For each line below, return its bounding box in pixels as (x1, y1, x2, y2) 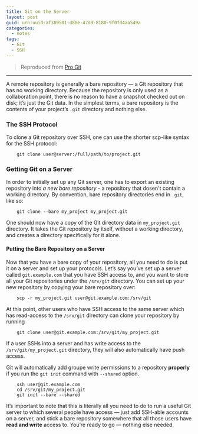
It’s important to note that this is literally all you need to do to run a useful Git (6, 402, 192, 409)
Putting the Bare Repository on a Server (6, 245, 105, 252)
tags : (6, 36, 19, 42)
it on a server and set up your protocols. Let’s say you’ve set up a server (6, 264, 181, 272)
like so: (6, 197, 24, 205)
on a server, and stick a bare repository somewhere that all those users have (6, 414, 192, 422)
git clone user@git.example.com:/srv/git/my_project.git (16, 329, 160, 335)
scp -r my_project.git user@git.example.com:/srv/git (16, 295, 151, 301)
